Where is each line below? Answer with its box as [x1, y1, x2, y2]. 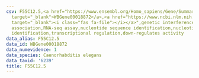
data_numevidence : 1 [6, 47, 57, 53]
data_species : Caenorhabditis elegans [6, 52, 102, 58]
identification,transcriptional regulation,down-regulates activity [11, 30, 184, 36]
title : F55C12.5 [6, 63, 46, 69]
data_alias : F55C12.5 [6, 36, 60, 42]
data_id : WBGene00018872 [6, 42, 68, 48]
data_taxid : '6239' [6, 57, 54, 63]
